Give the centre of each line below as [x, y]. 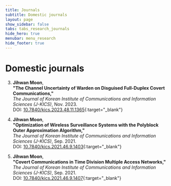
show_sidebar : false [27, 24]
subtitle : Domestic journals [36, 15]
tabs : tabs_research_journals [38, 29]
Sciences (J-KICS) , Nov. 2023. [45, 104]
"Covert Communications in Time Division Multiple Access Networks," [89, 162]
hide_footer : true [25, 43]
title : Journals [22, 10]
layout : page [19, 19]
